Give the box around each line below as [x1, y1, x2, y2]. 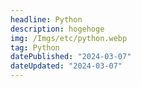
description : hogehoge [10, 24, 105, 34]
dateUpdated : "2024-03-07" [10, 61, 123, 71]
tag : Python [10, 42, 60, 53]
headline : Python [10, 14, 83, 25]
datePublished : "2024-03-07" [10, 52, 132, 62]
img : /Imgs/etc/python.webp [10, 33, 128, 43]
